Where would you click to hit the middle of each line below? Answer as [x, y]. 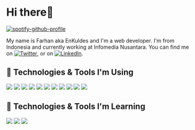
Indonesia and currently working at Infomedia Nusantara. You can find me [98, 47]
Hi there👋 [30, 12]
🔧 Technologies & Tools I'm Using [70, 73]
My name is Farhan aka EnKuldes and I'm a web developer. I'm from [90, 40]
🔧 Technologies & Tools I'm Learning [76, 107]
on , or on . [45, 53]
